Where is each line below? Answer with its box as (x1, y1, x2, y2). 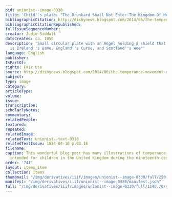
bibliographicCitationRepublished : (5, 22, 81, 27)
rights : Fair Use (5, 65, 42, 70)
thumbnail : (5, 174, 29, 180)
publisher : (5, 55, 29, 61)
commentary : (5, 112, 31, 118)
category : (5, 84, 27, 89)
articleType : (5, 88, 33, 94)
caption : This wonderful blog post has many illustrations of (5, 151, 141, 156)
